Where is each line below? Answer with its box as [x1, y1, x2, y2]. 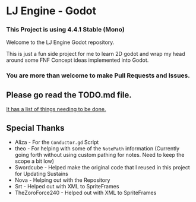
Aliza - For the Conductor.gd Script [14, 138, 99, 146]
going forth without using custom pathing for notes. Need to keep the [14, 151, 185, 159]
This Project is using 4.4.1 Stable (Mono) [6, 26, 125, 34]
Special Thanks [6, 123, 65, 133]
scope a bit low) [14, 157, 55, 165]
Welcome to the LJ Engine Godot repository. [6, 39, 115, 46]
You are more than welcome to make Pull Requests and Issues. [6, 71, 190, 80]
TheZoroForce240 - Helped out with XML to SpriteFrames [14, 189, 157, 197]
